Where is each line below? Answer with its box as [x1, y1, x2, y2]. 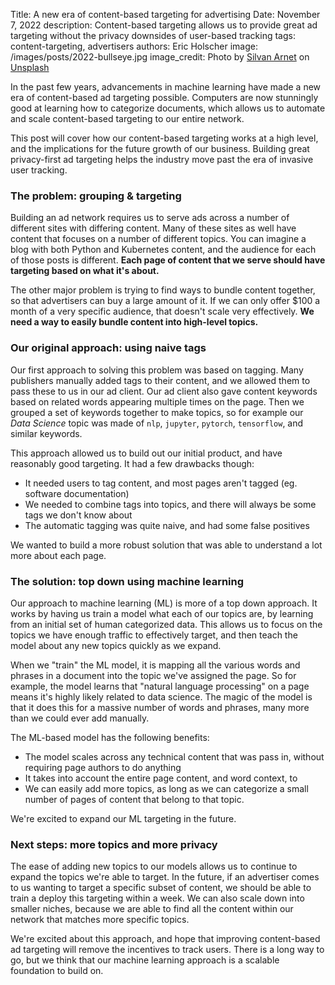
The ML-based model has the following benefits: [10, 731, 210, 743]
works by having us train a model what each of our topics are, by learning [10, 607, 314, 619]
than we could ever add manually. [10, 712, 150, 724]
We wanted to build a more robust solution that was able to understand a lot [10, 539, 323, 551]
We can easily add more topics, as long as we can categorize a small [24, 782, 309, 794]
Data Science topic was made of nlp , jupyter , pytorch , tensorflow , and [10, 417, 304, 429]
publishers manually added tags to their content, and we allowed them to [10, 374, 311, 386]
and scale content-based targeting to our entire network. [10, 113, 245, 124]
